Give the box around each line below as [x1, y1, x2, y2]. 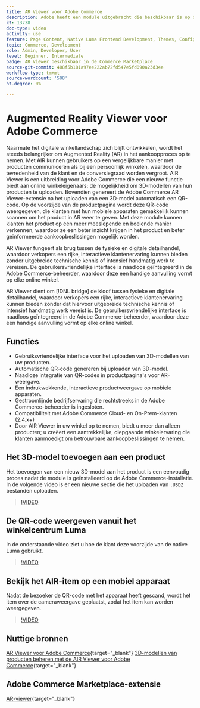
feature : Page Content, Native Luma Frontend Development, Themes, [6, 36, 177, 42]
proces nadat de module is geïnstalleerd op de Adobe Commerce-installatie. [6, 474, 193, 481]
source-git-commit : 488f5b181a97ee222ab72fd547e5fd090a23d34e [6, 64, 164, 70]
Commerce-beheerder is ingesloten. [14, 403, 104, 410]
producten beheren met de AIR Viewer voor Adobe [6, 656, 130, 663]
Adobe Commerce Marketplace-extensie [6, 679, 161, 690]
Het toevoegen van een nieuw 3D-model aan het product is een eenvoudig [6, 468, 189, 475]
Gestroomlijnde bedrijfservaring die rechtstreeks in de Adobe [14, 397, 165, 404]
